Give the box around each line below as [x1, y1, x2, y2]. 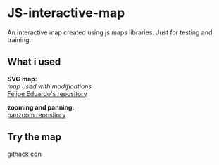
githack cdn [7, 150, 42, 158]
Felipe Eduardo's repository [7, 89, 87, 98]
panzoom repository [7, 110, 66, 119]
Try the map [7, 131, 62, 143]
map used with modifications [7, 82, 92, 91]
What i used [7, 56, 61, 68]
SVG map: [7, 74, 37, 83]
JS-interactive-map [7, 5, 125, 21]
